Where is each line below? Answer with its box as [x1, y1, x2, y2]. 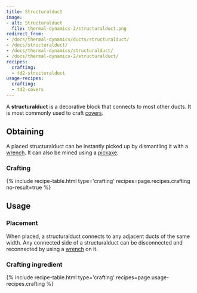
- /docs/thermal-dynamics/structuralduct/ [6, 48, 113, 54]
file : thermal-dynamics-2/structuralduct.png [11, 25, 127, 32]
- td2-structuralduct [11, 70, 66, 76]
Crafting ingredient [6, 260, 63, 268]
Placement [6, 219, 38, 227]
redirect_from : [6, 31, 44, 37]
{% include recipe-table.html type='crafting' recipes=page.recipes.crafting [6, 177, 190, 184]
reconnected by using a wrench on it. [6, 245, 98, 252]
